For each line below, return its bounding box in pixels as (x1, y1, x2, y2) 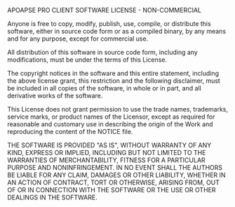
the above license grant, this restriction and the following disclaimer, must (7, 76, 221, 85)
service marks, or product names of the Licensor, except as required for (7, 112, 215, 121)
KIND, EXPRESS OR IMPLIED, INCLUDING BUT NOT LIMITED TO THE (7, 149, 206, 156)
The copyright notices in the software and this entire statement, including (7, 69, 220, 77)
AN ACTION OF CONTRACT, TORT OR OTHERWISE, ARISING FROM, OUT (7, 178, 220, 187)
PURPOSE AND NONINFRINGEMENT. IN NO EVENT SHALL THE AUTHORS (7, 163, 223, 171)
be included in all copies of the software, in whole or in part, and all (7, 84, 201, 92)
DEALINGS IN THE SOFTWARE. (7, 193, 98, 201)
